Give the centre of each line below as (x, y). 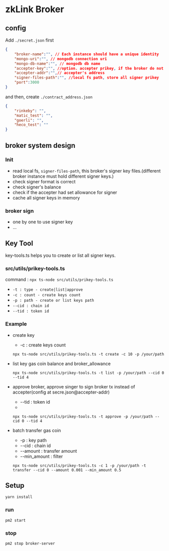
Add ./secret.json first (30, 40)
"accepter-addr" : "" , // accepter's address (60, 73)
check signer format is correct (44, 181)
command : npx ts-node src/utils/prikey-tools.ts (59, 280)
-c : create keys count (43, 345)
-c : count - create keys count (46, 295)
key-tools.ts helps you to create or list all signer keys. (61, 255)
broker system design (40, 145)
